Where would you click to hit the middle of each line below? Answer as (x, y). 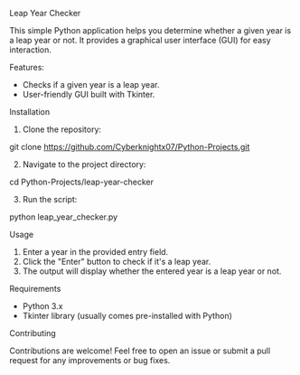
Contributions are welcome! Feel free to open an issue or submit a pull (140, 351)
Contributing (33, 333)
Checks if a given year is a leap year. (91, 84)
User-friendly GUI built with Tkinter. (89, 94)
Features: (27, 67)
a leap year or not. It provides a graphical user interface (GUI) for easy (140, 40)
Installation (30, 112)
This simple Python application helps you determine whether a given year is (150, 30)
